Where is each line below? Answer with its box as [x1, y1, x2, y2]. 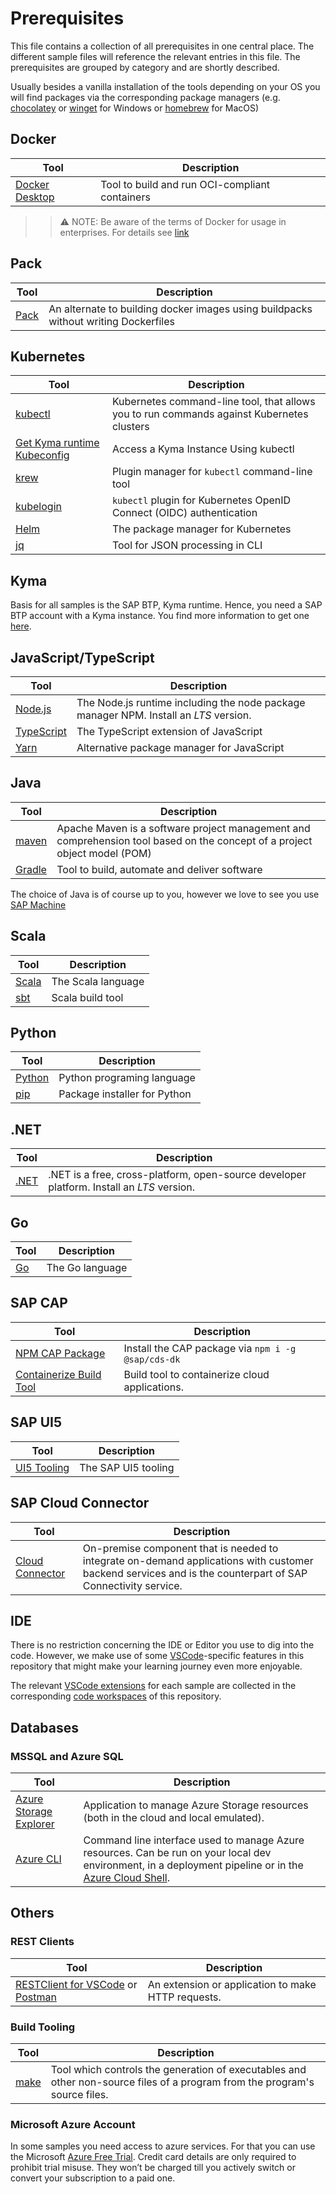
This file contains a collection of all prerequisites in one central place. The [10, 40, 315, 52]
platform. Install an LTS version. [48, 1180, 196, 1194]
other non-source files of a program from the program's [50, 2075, 315, 2089]
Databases [10, 1719, 80, 1736]
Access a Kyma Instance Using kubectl [111, 442, 295, 456]
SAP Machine [10, 898, 67, 911]
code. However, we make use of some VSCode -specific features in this [10, 1650, 305, 1662]
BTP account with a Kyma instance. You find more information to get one [10, 610, 310, 622]
